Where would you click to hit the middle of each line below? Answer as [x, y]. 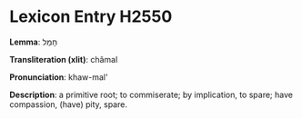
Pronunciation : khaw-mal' [59, 77]
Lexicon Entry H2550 [91, 17]
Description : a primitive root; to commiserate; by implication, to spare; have [151, 94]
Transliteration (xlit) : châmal [64, 59]
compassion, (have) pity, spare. [68, 104]
